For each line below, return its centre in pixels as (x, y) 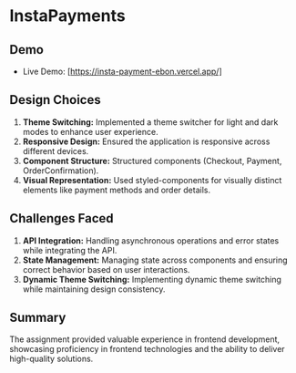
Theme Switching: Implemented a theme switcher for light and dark (150, 122)
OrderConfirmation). (61, 171)
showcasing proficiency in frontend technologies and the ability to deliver (147, 349)
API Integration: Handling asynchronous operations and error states (151, 240)
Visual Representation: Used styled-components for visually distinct (152, 180)
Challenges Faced (61, 218)
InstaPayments (67, 16)
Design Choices (56, 100)
